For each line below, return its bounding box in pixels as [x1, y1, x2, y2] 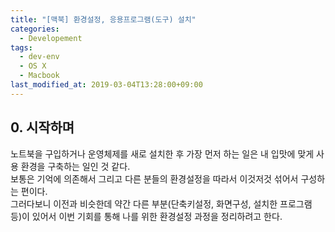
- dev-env [19, 52, 60, 62]
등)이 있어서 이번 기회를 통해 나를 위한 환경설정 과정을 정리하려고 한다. [10, 210, 283, 222]
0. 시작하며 [10, 119, 75, 136]
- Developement [19, 33, 83, 43]
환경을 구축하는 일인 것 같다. [20, 160, 131, 172]
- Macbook [19, 71, 60, 81]
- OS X [19, 61, 47, 71]
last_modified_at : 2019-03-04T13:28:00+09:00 [10, 80, 203, 90]
